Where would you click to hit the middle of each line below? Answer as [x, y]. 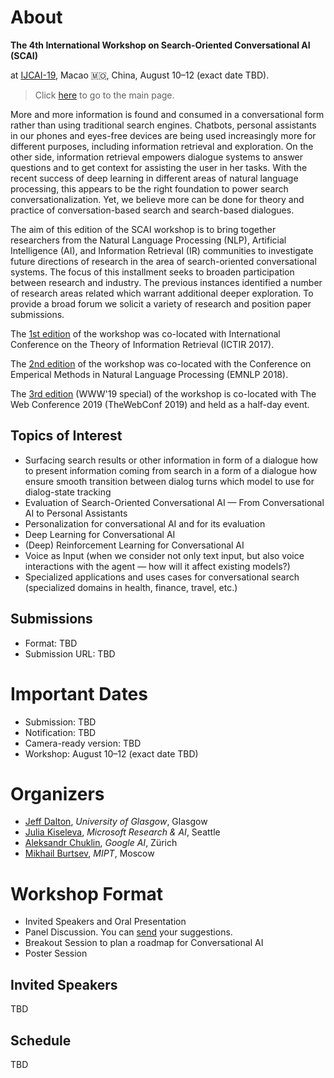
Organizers [57, 793]
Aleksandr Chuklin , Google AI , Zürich [101, 843]
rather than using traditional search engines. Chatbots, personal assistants [163, 125]
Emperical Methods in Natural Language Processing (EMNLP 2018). [149, 374]
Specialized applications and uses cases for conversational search [162, 577]
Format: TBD [51, 643]
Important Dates [79, 693]
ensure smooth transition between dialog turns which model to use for [169, 481]
